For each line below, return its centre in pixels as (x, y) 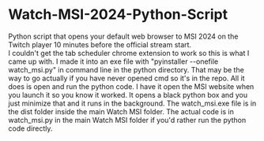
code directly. (30, 128)
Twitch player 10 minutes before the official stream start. (100, 44)
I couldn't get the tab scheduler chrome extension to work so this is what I (129, 53)
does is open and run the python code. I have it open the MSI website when (131, 86)
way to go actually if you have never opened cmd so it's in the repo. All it (126, 78)
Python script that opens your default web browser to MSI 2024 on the (123, 36)
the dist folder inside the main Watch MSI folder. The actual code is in (121, 111)
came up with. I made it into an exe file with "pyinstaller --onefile (113, 61)
